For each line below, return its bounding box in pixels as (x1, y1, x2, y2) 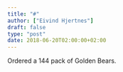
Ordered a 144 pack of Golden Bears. (7, 56, 117, 65)
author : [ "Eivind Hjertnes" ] (7, 17, 94, 24)
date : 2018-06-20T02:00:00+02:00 (7, 37, 107, 44)
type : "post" (7, 30, 46, 38)
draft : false (7, 24, 46, 31)
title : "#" (7, 10, 40, 18)
